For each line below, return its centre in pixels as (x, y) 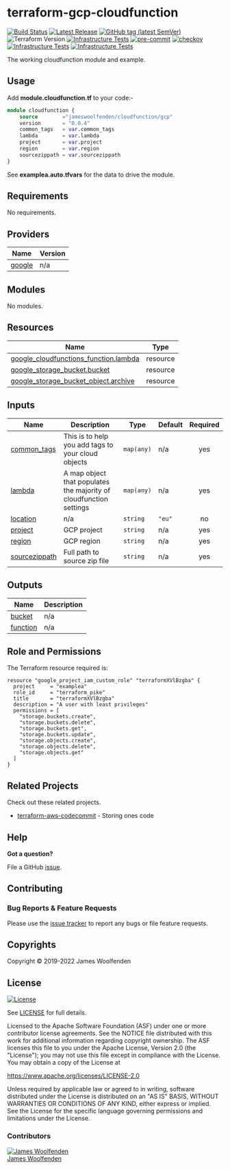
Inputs (21, 406)
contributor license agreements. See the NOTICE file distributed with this (110, 1033)
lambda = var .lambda (59, 136)
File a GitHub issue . (35, 867)
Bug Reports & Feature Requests (62, 908)
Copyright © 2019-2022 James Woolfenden (69, 961)
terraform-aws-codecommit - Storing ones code (85, 816)
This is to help (86, 436)
